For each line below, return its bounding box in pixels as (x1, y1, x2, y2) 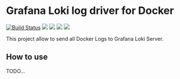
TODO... (6, 67, 25, 74)
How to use (6, 52, 48, 62)
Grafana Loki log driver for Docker (6, 4, 174, 17)
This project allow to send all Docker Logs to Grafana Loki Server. (6, 35, 164, 42)
